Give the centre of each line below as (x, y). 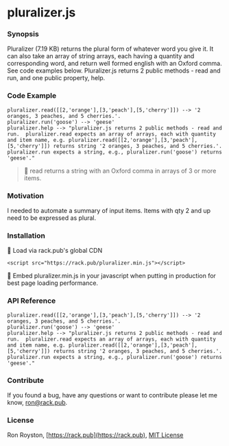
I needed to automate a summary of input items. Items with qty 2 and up (109, 211)
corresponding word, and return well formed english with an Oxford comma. (114, 64)
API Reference (32, 301)
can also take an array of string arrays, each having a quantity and (101, 56)
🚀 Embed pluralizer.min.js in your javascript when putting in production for (111, 276)
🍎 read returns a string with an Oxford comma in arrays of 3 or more (120, 171)
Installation (26, 236)
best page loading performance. (52, 283)
